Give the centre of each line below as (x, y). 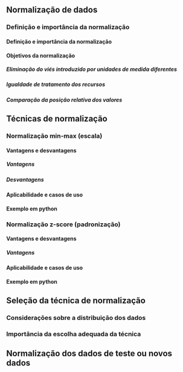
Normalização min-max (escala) (54, 136)
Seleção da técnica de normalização (76, 301)
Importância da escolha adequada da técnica (74, 334)
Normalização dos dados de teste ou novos (89, 354)
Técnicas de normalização (57, 119)
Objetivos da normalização (41, 55)
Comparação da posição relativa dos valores (64, 100)
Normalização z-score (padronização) (63, 224)
